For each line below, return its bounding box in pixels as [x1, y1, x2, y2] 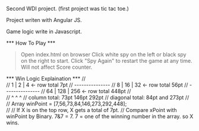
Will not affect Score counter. [20, 63, 93, 71]
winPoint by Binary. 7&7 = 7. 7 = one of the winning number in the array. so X [6, 113, 194, 120]
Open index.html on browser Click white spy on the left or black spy [20, 51, 187, 58]
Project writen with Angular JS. [6, 17, 82, 23]
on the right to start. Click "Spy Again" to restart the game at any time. [20, 57, 192, 64]
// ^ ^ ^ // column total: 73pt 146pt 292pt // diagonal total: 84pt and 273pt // [6, 94, 189, 101]
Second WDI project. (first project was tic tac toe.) [6, 5, 129, 12]
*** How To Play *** [6, 40, 56, 46]
